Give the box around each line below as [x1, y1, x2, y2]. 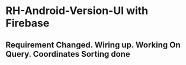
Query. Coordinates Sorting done [5, 49, 131, 59]
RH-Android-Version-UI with [5, 4, 149, 18]
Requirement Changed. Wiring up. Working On [5, 40, 181, 50]
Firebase [5, 16, 50, 30]
